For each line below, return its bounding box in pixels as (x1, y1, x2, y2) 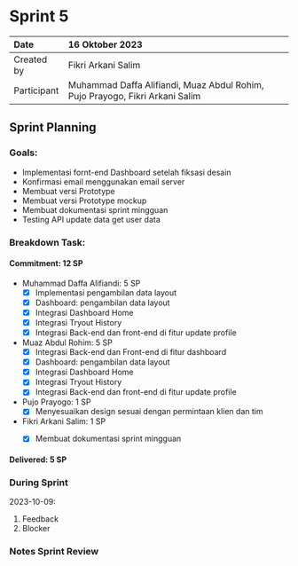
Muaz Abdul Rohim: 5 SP (21, 337, 113, 348)
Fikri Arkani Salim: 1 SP (21, 416, 106, 427)
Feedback (21, 514, 59, 524)
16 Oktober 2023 (67, 38, 144, 51)
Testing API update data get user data (21, 214, 161, 224)
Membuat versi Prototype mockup (21, 195, 147, 206)
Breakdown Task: (9, 236, 86, 248)
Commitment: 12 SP (9, 258, 83, 269)
